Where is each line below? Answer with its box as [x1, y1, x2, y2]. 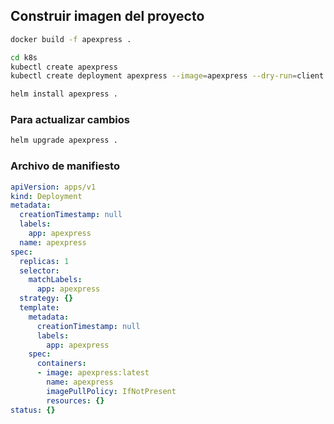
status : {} [10, 405, 56, 415]
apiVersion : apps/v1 [10, 182, 97, 192]
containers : [36, 359, 87, 369]
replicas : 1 [19, 256, 70, 266]
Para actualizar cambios [10, 113, 130, 127]
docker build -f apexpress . [10, 34, 132, 44]
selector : [19, 265, 60, 276]
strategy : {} [19, 294, 74, 304]
